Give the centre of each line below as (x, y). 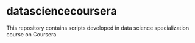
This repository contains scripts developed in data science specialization (98, 28)
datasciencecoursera (62, 11)
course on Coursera (31, 34)
